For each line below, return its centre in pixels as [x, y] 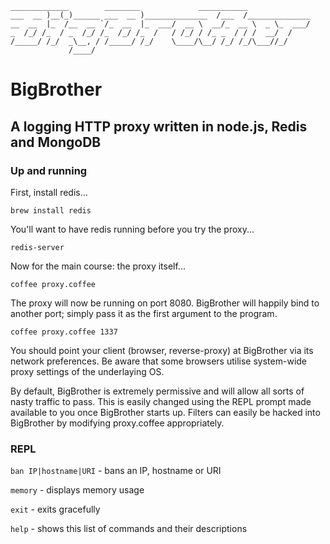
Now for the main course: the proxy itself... [98, 266]
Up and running [49, 170]
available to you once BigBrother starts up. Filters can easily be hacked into [165, 412]
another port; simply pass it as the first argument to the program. [144, 313]
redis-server [37, 247]
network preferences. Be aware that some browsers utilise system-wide [159, 361]
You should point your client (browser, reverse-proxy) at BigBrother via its [162, 350]
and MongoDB [56, 142]
